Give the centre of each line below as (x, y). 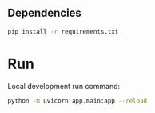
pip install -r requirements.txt (63, 31)
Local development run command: (64, 86)
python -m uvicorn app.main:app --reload (77, 101)
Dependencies (44, 13)
